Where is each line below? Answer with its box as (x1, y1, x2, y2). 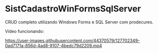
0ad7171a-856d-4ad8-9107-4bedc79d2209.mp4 (5, 42, 102, 48)
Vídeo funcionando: (5, 28, 44, 34)
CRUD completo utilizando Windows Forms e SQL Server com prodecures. (5, 19, 154, 25)
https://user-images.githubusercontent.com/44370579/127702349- (5, 37, 140, 43)
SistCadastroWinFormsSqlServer (5, 3, 141, 14)
